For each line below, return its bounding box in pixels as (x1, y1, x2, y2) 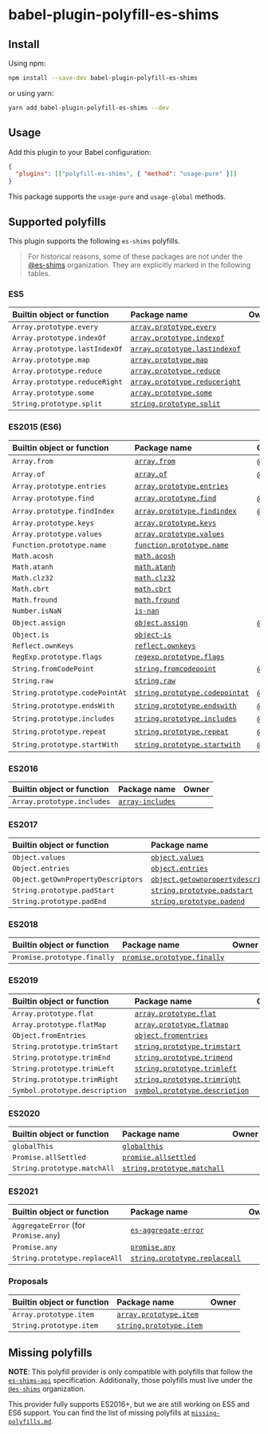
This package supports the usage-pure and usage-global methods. (8, 192, 226, 201)
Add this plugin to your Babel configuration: (8, 147, 152, 156)
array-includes (118, 797, 175, 806)
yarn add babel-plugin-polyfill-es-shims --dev (8, 104, 170, 112)
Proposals (8, 1276, 49, 1287)
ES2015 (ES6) (8, 422, 62, 433)
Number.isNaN (12, 606, 62, 616)
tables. (27, 269, 50, 278)
